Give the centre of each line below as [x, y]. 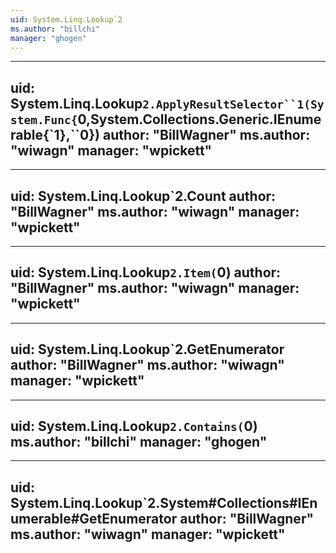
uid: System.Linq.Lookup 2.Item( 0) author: [146, 272]
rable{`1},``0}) [55, 134]
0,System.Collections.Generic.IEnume [199, 119]
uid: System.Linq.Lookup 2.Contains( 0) [134, 426]
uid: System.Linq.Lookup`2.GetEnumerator [147, 349]
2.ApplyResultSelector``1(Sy [233, 104]
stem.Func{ [44, 119]
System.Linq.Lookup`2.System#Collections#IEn [164, 502]
